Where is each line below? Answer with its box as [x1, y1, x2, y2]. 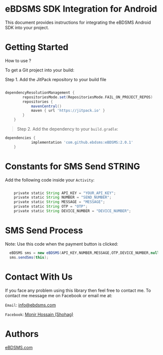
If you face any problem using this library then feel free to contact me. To [5, 287, 151, 293]
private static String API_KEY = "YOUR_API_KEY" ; [14, 190, 116, 195]
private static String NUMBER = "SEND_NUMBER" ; [14, 195, 112, 200]
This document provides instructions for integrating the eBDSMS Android [5, 19, 151, 25]
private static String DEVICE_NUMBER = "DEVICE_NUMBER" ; [14, 209, 131, 214]
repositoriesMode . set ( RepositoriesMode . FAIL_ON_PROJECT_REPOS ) [22, 95, 153, 100]
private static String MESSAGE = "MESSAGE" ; [14, 200, 105, 204]
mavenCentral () [31, 103, 62, 109]
